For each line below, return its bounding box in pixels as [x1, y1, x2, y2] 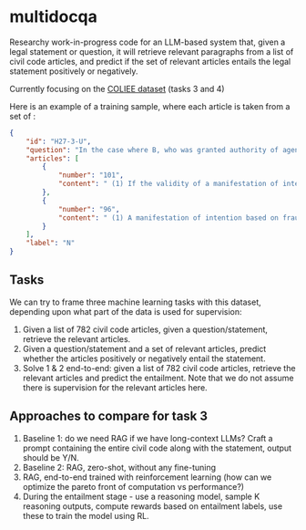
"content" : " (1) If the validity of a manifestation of [57, 180, 280, 189]
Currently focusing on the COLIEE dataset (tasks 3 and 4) [9, 83, 225, 94]
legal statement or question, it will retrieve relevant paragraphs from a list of [9, 46, 294, 57]
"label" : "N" [25, 239, 76, 248]
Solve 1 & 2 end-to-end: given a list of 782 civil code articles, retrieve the [22, 362, 296, 373]
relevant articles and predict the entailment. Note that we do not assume [22, 372, 294, 383]
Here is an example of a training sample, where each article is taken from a [9, 100, 291, 111]
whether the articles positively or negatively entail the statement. [22, 353, 266, 364]
